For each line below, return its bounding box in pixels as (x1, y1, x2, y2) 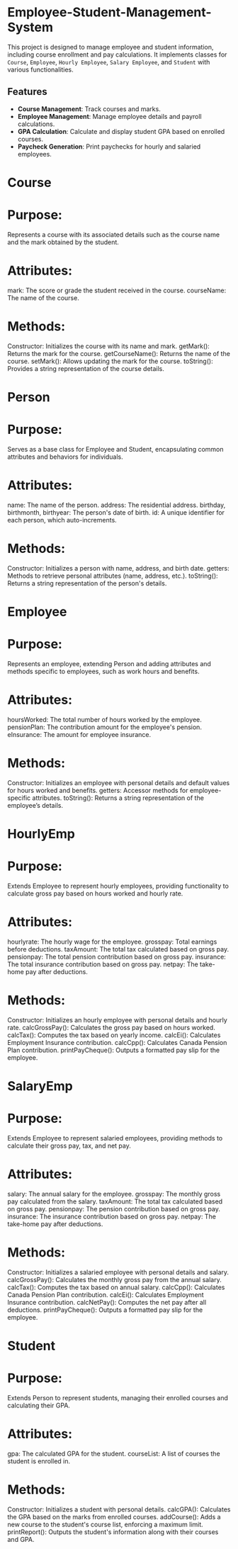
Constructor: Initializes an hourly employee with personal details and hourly (7, 1015, 228, 1024)
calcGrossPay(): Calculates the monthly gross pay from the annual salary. (7, 1275, 222, 1284)
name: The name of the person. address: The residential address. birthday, (7, 501, 226, 509)
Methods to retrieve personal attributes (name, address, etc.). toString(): (7, 571, 218, 580)
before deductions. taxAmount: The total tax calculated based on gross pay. (7, 944, 229, 953)
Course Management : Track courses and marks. (17, 104, 161, 113)
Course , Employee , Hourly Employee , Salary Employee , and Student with (7, 57, 210, 66)
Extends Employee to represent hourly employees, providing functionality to (7, 881, 229, 890)
